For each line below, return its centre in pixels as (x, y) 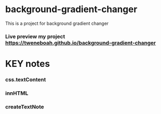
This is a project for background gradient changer (57, 23)
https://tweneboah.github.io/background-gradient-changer (80, 43)
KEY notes (28, 64)
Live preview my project (35, 36)
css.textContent (26, 80)
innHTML (17, 93)
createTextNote (25, 106)
